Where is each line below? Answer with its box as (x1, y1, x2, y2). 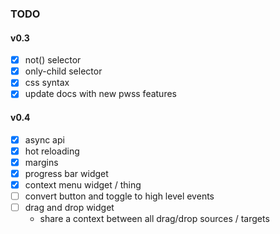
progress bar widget (24, 167, 109, 179)
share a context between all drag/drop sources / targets (39, 213, 270, 225)
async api (24, 133, 65, 146)
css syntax (24, 77, 70, 89)
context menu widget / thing (24, 178, 142, 191)
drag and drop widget (24, 201, 115, 213)
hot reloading (24, 145, 80, 157)
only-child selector (24, 65, 103, 77)
